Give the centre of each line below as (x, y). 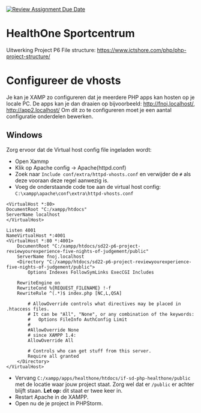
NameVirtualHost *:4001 (36, 236)
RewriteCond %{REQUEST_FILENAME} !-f (64, 288)
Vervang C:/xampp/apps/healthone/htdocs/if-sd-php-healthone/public (103, 378)
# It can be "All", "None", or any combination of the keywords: (111, 314)
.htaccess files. (28, 309)
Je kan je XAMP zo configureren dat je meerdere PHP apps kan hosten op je (100, 97)
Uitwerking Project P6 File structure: (51, 50)
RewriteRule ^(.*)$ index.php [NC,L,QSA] (69, 293)
